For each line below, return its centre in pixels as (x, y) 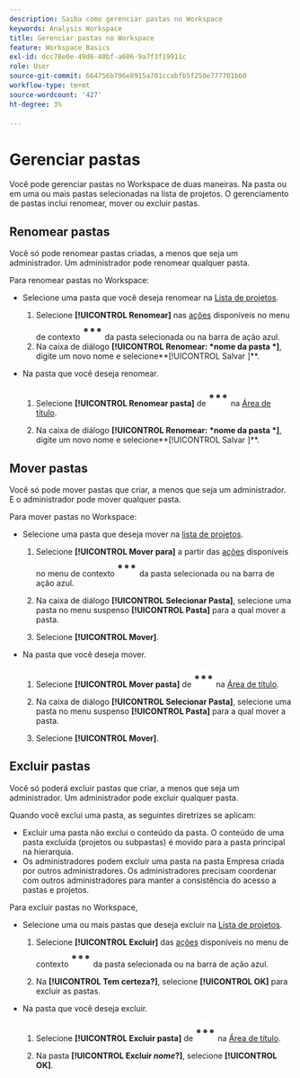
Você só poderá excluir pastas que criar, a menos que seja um (124, 788)
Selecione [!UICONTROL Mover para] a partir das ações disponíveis (162, 551)
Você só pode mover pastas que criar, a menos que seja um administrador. (148, 489)
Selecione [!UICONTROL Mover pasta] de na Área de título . (158, 684)
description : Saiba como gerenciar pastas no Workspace (116, 19)
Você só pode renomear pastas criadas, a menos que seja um (124, 254)
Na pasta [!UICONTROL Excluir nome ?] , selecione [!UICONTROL (156, 1056)
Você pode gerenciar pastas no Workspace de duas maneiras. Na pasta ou (148, 184)
